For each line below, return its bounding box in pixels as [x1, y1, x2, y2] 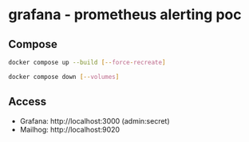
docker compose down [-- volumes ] [8, 73, 120, 81]
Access [8, 95, 46, 108]
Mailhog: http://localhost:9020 [19, 124, 121, 134]
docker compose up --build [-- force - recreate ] [8, 58, 166, 66]
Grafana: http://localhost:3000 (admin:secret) [19, 116, 170, 125]
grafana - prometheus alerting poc [8, 6, 242, 24]
